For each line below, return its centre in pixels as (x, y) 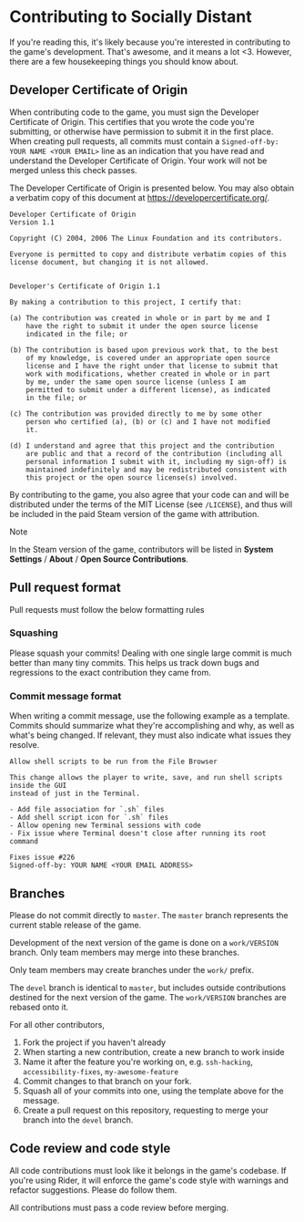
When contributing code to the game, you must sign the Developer (134, 112)
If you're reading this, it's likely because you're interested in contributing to (150, 42)
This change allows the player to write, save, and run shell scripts (146, 778)
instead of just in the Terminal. (75, 794)
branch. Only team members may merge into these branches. (124, 952)
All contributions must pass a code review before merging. (119, 1207)
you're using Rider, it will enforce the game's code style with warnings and (149, 1180)
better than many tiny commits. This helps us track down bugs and (134, 662)
